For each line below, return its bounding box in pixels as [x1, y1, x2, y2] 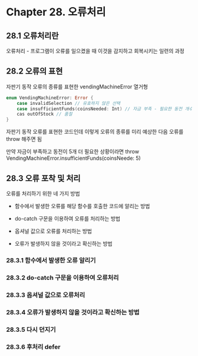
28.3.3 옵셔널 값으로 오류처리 [6, 291, 85, 299]
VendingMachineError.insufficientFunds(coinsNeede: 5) [6, 154, 141, 162]
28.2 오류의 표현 [6, 66, 63, 77]
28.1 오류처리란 [6, 31, 59, 41]
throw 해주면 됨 [6, 136, 42, 143]
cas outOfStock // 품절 [16, 111, 72, 117]
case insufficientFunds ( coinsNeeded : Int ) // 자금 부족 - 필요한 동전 [16, 106, 183, 112]
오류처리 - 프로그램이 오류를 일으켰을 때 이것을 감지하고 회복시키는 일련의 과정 [6, 48, 184, 54]
